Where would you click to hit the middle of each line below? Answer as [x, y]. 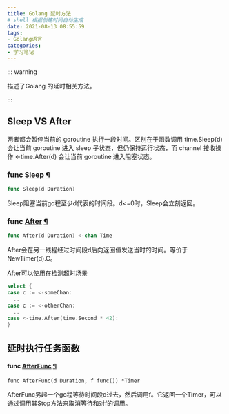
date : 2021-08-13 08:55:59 [46, 26]
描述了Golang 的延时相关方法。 [51, 86]
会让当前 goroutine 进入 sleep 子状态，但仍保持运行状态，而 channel [104, 148]
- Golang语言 [25, 39]
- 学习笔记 [21, 53]
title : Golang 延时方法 [39, 13]
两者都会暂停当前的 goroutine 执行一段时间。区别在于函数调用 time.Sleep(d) [115, 139]
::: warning [22, 72]
